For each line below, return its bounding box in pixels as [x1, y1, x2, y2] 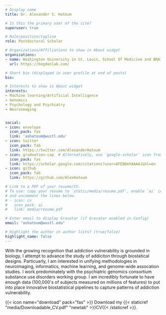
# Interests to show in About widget [5, 84, 83, 89]
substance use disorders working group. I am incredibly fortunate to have [5, 274, 155, 279]
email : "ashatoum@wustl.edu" [5, 221, 65, 226]
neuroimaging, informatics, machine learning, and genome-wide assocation [5, 263, 160, 269]
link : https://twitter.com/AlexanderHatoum [9, 148, 100, 153]
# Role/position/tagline [5, 34, 56, 39]
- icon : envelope [5, 124, 41, 130]
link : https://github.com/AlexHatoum [9, 175, 87, 180]
